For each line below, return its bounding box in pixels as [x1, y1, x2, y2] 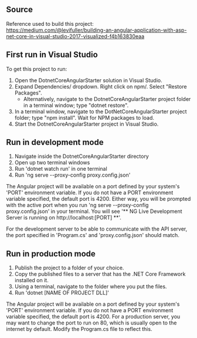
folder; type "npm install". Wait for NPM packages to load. [14, 114, 154, 121]
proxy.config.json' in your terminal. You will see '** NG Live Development [6, 208, 183, 215]
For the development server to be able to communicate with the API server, [6, 225, 188, 232]
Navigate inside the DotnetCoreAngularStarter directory [14, 153, 150, 160]
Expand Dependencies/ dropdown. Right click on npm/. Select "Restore [14, 83, 187, 90]
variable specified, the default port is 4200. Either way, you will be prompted [6, 195, 191, 202]
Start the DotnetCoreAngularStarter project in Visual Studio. [14, 120, 159, 127]
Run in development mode [6, 137, 104, 147]
